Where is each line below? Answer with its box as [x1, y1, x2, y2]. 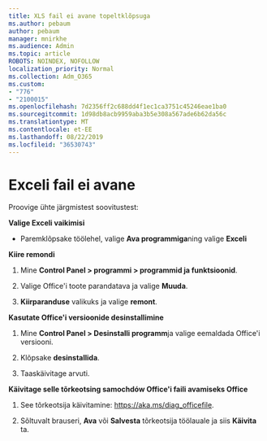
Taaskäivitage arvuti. [19, 369, 90, 378]
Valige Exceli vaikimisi [8, 218, 85, 228]
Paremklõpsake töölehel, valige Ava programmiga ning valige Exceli [19, 234, 248, 244]
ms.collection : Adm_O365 [8, 72, 93, 81]
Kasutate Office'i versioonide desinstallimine [8, 312, 164, 322]
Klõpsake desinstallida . [19, 353, 100, 363]
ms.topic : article [8, 50, 71, 58]
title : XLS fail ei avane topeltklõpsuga [8, 11, 151, 20]
